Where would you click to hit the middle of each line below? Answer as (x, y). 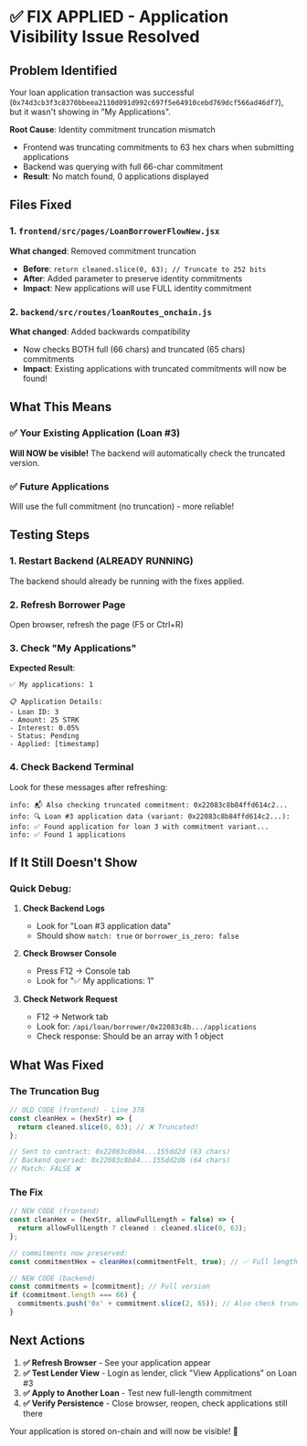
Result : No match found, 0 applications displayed (116, 176)
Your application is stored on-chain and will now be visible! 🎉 (124, 1430)
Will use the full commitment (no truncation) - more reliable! (122, 506)
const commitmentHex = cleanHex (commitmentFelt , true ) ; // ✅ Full (139, 1261)
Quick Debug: (41, 888)
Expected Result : (42, 668)
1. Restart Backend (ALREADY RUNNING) (101, 561)
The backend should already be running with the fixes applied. (127, 581)
